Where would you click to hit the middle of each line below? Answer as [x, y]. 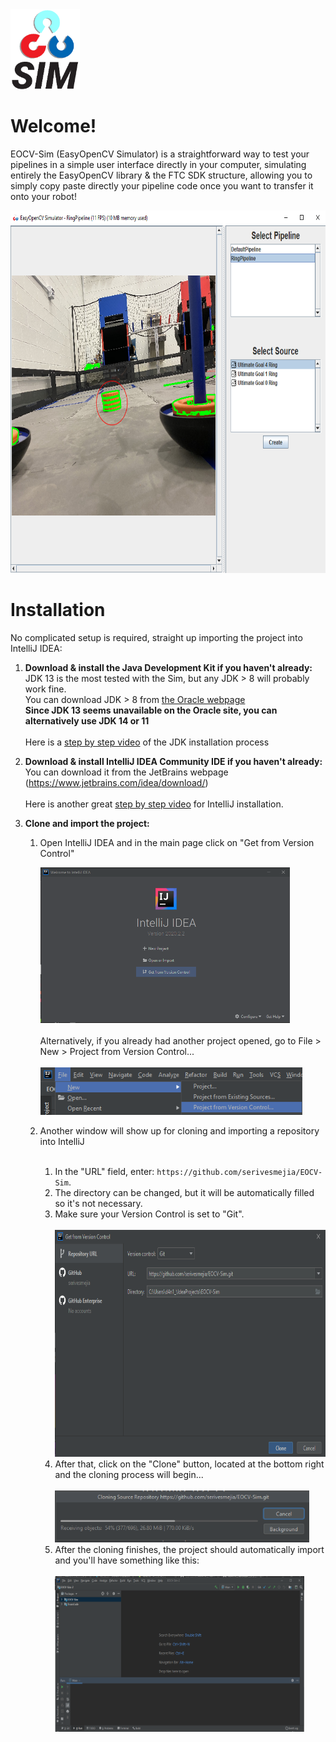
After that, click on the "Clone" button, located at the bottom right [189, 1464]
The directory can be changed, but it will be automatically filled [184, 1192]
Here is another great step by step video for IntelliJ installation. [154, 804]
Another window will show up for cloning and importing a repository [179, 1130]
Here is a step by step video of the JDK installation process [147, 742]
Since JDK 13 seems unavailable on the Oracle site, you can [151, 710]
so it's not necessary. [98, 1203]
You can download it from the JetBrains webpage [126, 772]
